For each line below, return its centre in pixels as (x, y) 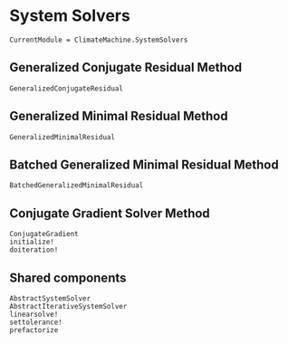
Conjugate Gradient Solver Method (110, 213)
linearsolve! (34, 314)
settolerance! (36, 322)
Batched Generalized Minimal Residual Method (144, 164)
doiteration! (34, 250)
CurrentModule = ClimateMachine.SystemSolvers (99, 40)
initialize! (32, 242)
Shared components (68, 277)
